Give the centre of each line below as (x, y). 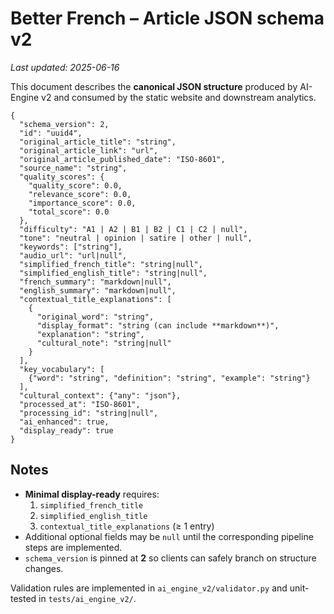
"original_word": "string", (95, 317)
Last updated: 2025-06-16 (65, 67)
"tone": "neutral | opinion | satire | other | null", (136, 238)
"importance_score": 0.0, (82, 203)
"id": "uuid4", (51, 133)
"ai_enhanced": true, (64, 422)
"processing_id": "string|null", (89, 413)
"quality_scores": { (62, 177)
